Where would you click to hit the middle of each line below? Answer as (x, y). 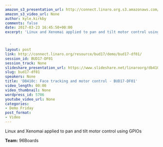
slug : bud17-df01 (23, 72)
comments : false (21, 23)
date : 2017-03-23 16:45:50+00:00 (39, 28)
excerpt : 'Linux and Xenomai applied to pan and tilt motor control (76, 32)
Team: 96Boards (22, 140)
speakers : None (20, 77)
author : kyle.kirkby (26, 18)
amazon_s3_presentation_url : (34, 9)
